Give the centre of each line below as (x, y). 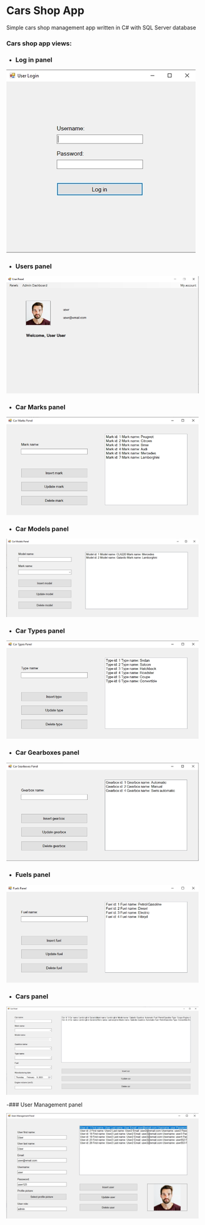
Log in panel (34, 60)
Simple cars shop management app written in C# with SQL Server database (101, 27)
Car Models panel (42, 529)
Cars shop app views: (39, 43)
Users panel (33, 266)
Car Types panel (40, 631)
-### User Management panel (45, 1104)
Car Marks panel (40, 407)
